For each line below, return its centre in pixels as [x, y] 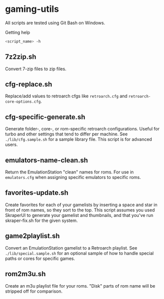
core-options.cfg [23, 102]
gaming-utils [32, 9]
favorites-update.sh [37, 193]
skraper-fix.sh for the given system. [41, 220]
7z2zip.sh [21, 57]
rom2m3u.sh [25, 274]
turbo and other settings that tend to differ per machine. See [66, 134]
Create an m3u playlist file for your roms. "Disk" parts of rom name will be [80, 286]
